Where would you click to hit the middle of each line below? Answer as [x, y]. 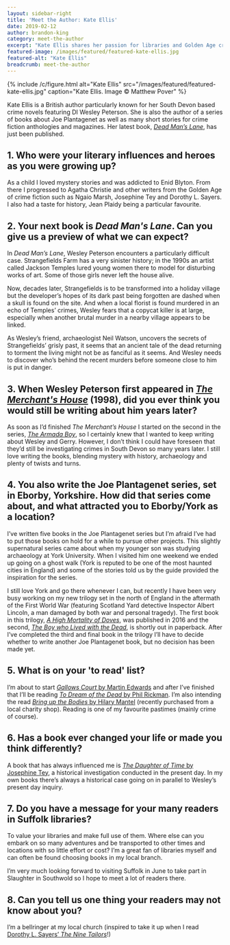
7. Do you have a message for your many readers [113, 808]
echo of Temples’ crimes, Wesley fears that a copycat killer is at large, [106, 310]
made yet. [21, 649]
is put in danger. [30, 367]
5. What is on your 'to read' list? [76, 671]
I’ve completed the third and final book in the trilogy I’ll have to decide [105, 634]
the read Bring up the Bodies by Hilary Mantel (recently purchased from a [111, 701]
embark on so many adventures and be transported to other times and [106, 843]
